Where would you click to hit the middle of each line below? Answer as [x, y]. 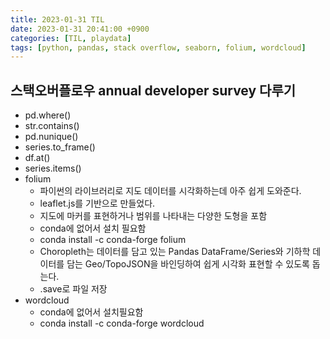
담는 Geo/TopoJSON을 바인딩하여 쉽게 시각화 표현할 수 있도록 [188, 264]
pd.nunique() [51, 137]
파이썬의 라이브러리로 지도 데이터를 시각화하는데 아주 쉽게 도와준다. [170, 191]
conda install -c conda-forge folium [113, 240]
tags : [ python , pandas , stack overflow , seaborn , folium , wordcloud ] [158, 47]
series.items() [53, 168]
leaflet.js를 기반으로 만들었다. [97, 203]
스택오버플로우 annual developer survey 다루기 [153, 90]
